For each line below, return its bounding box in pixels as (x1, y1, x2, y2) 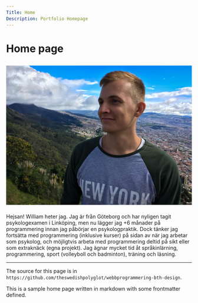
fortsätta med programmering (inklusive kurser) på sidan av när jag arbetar (6, 232, 188, 239)
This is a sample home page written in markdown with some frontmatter (6, 285, 181, 292)
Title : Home (6, 9, 35, 15)
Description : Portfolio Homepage (6, 15, 88, 22)
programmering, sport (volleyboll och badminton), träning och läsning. (6, 251, 177, 258)
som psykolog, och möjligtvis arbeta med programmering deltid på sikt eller (6, 238, 190, 245)
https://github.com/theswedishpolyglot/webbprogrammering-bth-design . (6, 274, 182, 281)
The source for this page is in (6, 267, 78, 274)
